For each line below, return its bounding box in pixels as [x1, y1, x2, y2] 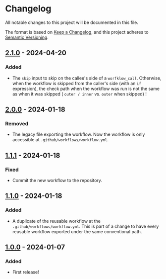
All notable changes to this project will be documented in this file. [5, 19, 139, 25]
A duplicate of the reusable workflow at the [12, 218, 101, 224]
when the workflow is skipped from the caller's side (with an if [12, 80, 141, 86]
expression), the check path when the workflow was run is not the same [12, 86, 160, 92]
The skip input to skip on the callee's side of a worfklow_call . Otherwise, [12, 75, 162, 81]
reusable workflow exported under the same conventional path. [12, 228, 142, 234]
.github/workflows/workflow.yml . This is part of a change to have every [12, 223, 159, 229]
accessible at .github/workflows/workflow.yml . [12, 137, 109, 143]
